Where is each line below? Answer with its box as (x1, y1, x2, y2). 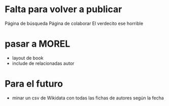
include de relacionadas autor (12, 60, 75, 66)
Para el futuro (5, 78, 63, 90)
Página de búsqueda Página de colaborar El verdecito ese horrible (5, 20, 143, 26)
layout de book (12, 55, 44, 61)
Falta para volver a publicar (5, 4, 122, 15)
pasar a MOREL (5, 38, 71, 50)
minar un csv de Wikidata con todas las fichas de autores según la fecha (12, 95, 164, 101)
